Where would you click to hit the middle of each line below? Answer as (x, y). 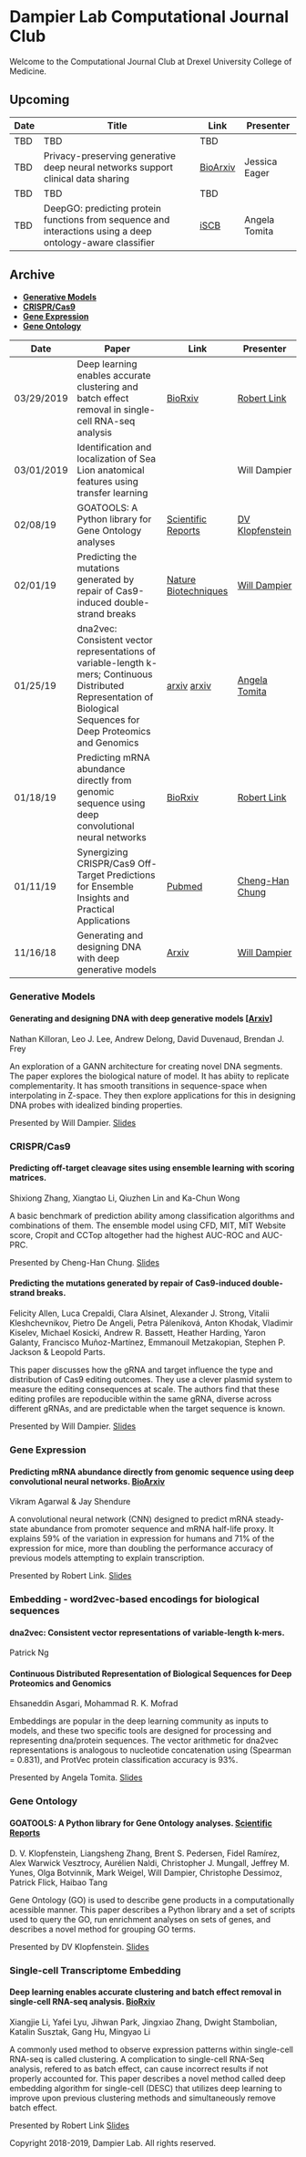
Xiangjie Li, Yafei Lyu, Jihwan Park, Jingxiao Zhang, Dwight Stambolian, (143, 2022)
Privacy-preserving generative (110, 155)
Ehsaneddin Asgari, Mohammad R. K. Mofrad (94, 1704)
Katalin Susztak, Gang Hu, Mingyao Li (80, 2031)
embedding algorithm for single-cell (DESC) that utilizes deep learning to (146, 2088)
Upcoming (40, 100)
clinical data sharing (87, 178)
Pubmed (185, 886)
